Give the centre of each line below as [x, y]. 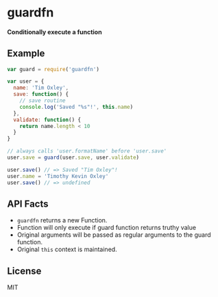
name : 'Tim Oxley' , [41, 88]
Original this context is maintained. [67, 249]
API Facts [28, 204]
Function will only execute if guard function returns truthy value [107, 228]
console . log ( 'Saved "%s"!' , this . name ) [76, 107]
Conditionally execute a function [54, 31]
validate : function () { [47, 120]
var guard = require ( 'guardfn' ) [53, 69]
